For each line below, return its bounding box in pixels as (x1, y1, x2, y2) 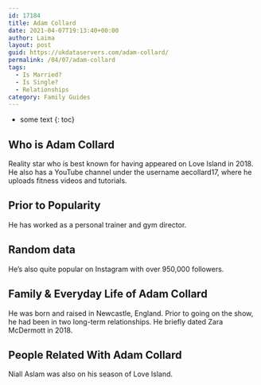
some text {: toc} (19, 115, 76, 124)
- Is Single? (15, 78, 59, 86)
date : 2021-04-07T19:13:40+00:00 (8, 26, 119, 34)
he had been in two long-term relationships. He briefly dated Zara (8, 317, 224, 326)
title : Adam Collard (8, 19, 77, 27)
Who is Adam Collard (8, 138, 115, 151)
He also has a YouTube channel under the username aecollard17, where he (8, 168, 252, 177)
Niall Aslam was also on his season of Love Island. (8, 369, 173, 379)
